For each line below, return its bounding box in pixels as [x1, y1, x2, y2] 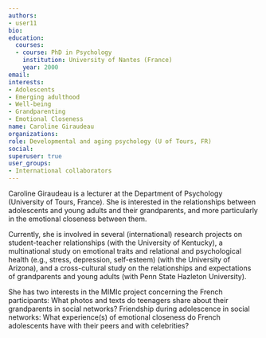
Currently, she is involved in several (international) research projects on [8, 230, 243, 239]
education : [8, 33, 45, 42]
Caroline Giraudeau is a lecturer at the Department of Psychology [8, 188, 223, 198]
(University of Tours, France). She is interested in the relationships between [8, 197, 256, 207]
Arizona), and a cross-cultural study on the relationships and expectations [8, 263, 252, 273]
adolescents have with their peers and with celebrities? [8, 321, 190, 330]
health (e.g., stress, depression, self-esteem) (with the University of [8, 255, 231, 264]
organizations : [8, 130, 59, 138]
